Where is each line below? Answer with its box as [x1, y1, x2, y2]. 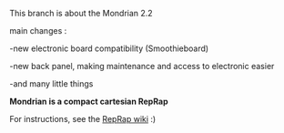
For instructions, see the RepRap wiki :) [9, 114, 157, 124]
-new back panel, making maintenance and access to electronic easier [9, 61, 275, 71]
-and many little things [9, 78, 94, 89]
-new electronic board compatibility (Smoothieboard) [9, 43, 209, 54]
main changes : [9, 26, 67, 36]
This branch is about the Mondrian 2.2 [9, 8, 153, 18]
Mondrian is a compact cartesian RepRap [9, 96, 168, 107]
